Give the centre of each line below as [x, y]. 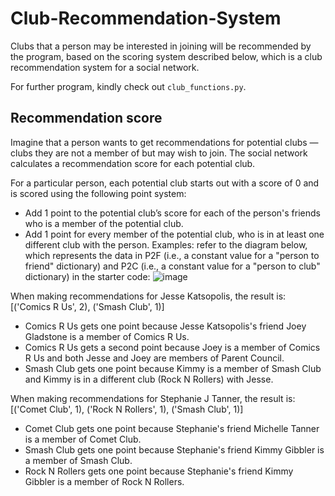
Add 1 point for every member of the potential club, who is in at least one [174, 234]
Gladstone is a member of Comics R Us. [107, 336]
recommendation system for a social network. [105, 67]
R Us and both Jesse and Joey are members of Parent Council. [154, 358]
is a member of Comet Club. [83, 439]
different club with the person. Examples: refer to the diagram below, [166, 244]
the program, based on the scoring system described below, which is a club [166, 56]
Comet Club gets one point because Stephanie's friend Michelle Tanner [172, 428]
